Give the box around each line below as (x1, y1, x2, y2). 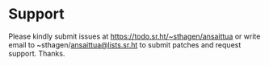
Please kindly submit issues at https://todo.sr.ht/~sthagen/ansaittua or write (8, 31, 261, 41)
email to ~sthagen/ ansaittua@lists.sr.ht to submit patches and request (8, 39, 242, 49)
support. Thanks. (8, 48, 65, 58)
